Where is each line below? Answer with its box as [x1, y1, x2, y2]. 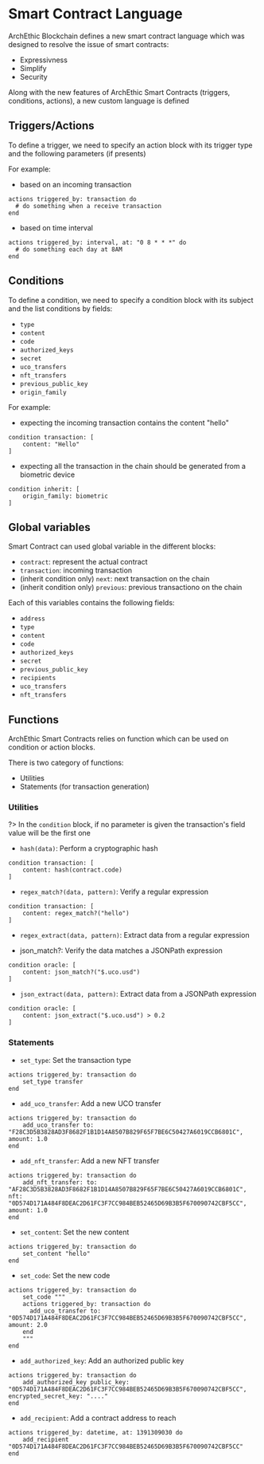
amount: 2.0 [8, 1320, 48, 1328]
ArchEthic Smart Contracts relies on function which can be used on [8, 734, 229, 744]
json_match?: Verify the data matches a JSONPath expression [19, 946, 223, 955]
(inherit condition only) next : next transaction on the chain [19, 574, 210, 584]
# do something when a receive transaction [15, 202, 161, 210]
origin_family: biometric [22, 492, 109, 500]
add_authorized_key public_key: [22, 1378, 130, 1386]
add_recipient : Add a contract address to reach [19, 1413, 177, 1423]
